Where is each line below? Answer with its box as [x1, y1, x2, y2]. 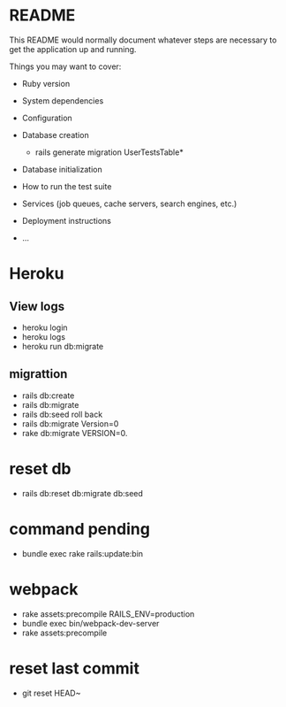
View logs [9, 298, 65, 314]
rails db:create [21, 390, 75, 401]
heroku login [21, 322, 68, 333]
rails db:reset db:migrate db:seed [21, 488, 144, 498]
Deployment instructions [21, 215, 112, 226]
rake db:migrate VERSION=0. [21, 427, 128, 438]
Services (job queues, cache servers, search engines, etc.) [21, 198, 237, 209]
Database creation [21, 129, 90, 140]
